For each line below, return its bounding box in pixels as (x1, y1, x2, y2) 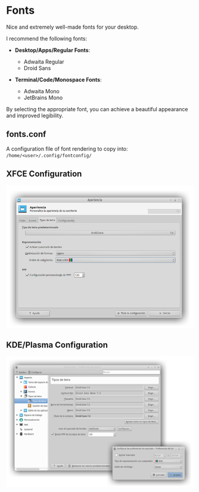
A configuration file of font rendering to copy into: (6, 145, 128, 152)
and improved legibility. (6, 112, 64, 119)
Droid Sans (23, 64, 51, 72)
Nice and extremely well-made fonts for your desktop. (6, 23, 139, 30)
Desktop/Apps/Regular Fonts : (14, 46, 91, 54)
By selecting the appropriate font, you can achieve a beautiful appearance (6, 105, 188, 112)
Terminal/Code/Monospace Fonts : (14, 76, 102, 83)
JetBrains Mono (23, 94, 63, 101)
